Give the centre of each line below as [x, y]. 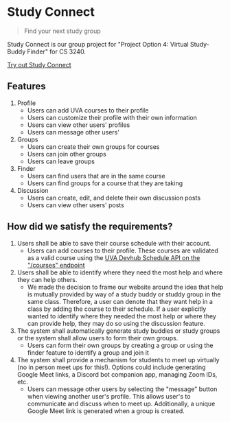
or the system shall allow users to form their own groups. [97, 338]
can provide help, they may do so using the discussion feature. [116, 323]
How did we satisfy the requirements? [90, 227]
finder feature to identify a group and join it [88, 352]
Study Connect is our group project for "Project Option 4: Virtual [98, 44]
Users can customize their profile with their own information [112, 117]
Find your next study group [62, 31]
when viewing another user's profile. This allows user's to [109, 396]
